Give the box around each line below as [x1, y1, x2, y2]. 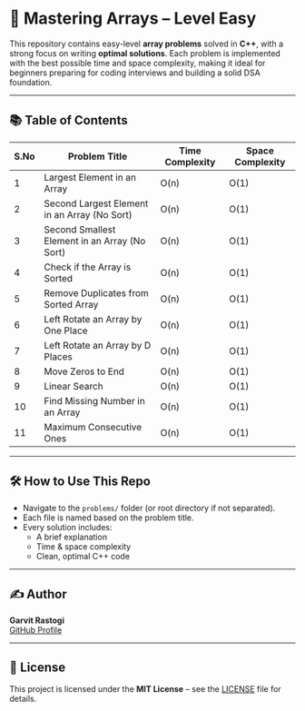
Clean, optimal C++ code [35, 550, 130, 561]
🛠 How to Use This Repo [9, 474, 152, 489]
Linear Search [44, 380, 104, 392]
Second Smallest [44, 222, 116, 235]
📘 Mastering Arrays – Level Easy [9, 8, 257, 29]
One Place [44, 324, 88, 337]
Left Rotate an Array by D [44, 339, 152, 351]
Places [44, 350, 73, 362]
